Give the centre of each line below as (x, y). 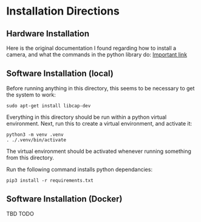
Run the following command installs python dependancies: (80, 169)
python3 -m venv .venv (35, 135)
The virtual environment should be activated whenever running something (99, 151)
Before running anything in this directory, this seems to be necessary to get (101, 88)
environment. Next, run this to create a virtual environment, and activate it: (99, 123)
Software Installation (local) (60, 74)
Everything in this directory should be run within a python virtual (87, 117)
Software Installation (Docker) (64, 199)
